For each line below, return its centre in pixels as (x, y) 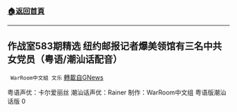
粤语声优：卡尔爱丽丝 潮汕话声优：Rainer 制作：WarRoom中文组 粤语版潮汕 (117, 92)
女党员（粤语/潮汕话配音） (65, 59)
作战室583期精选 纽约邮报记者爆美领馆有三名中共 (115, 46)
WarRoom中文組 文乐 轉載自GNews (57, 77)
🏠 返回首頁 (26, 11)
